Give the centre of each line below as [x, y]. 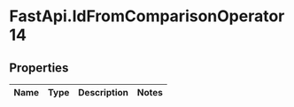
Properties [39, 68]
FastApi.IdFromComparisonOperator [147, 16]
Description [103, 92]
